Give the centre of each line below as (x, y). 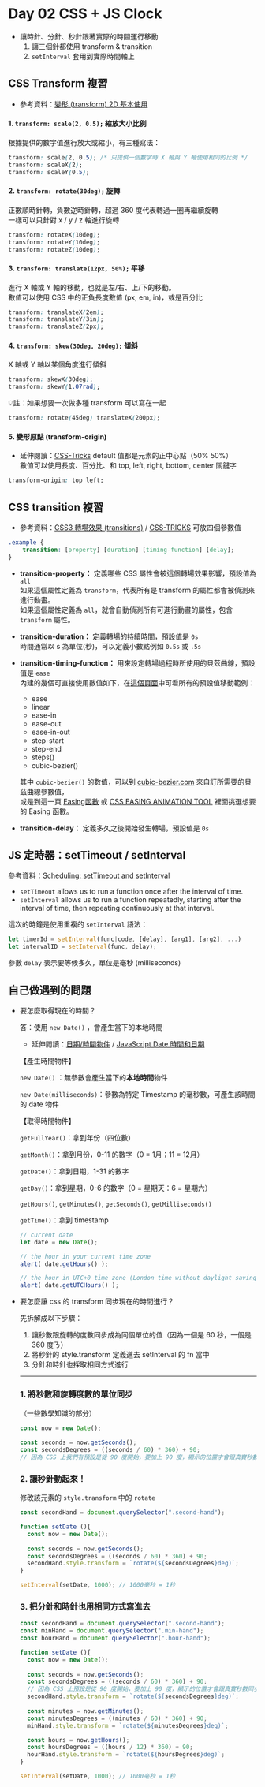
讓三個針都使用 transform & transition (92, 46)
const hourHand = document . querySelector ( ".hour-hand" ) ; (115, 1638)
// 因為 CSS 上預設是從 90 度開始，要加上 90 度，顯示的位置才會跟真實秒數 (138, 1689)
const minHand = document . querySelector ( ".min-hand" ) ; (112, 1631)
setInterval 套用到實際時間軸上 (83, 56)
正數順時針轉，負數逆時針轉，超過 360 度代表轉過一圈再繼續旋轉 (114, 210)
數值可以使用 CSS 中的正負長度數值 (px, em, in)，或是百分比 (106, 297)
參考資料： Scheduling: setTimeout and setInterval (89, 875)
